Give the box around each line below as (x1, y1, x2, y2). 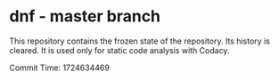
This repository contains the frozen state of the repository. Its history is (9, 36, 270, 46)
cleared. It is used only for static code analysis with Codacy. (9, 44, 230, 55)
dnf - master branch (9, 6, 161, 27)
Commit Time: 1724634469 (9, 62, 110, 73)
